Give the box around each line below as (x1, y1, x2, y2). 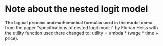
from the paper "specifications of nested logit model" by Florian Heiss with (5, 24, 158, 30)
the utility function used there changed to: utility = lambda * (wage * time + (5, 30, 159, 36)
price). (5, 35, 19, 41)
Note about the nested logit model (5, 3, 148, 15)
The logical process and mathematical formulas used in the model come (5, 20, 153, 25)
